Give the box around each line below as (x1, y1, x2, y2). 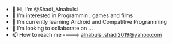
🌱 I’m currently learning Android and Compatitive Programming (11, 18, 168, 25)
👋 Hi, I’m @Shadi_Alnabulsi (11, 6, 78, 12)
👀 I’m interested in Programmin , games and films (11, 12, 133, 19)
